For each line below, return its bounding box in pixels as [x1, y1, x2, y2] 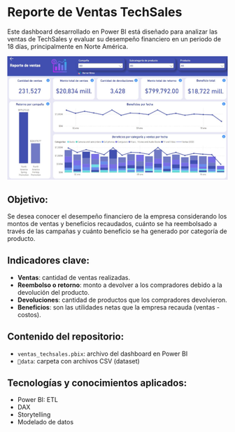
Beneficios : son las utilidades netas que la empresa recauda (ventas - [17, 302, 220, 312]
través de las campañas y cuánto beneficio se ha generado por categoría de [7, 227, 227, 235]
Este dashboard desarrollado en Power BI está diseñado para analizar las [7, 27, 218, 36]
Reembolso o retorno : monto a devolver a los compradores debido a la [17, 281, 222, 289]
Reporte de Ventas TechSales [7, 4, 183, 20]
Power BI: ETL [17, 396, 58, 404]
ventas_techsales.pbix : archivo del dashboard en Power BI [17, 349, 188, 358]
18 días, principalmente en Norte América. [7, 42, 128, 50]
